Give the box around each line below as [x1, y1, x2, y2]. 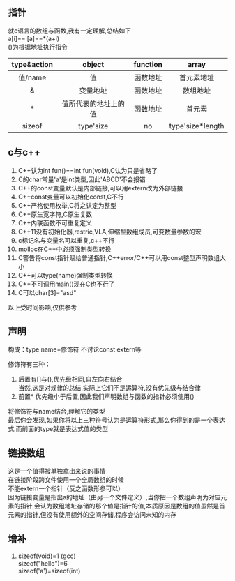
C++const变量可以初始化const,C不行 [17, 193, 124, 201]
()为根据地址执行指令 [8, 43, 68, 51]
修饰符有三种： [8, 360, 51, 368]
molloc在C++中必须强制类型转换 [17, 245, 112, 253]
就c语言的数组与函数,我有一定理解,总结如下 [8, 27, 132, 35]
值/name [17, 73, 47, 82]
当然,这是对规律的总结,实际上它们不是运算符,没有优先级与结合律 [17, 384, 201, 392]
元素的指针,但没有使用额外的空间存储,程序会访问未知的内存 [8, 511, 177, 519]
